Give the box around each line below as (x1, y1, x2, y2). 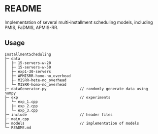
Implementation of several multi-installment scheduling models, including (4, 19, 153, 25)
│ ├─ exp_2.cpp (4, 103, 38, 108)
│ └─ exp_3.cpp (4, 108, 38, 113)
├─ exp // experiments (4, 95, 111, 100)
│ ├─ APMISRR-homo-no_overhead (4, 73, 71, 78)
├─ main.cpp (4, 116, 29, 121)
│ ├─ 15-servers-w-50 (4, 65, 51, 69)
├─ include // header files (4, 112, 113, 117)
